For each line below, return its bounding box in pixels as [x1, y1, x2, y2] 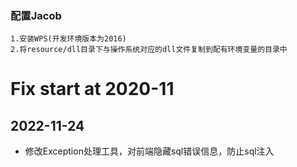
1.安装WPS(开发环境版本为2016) [10, 34, 127, 44]
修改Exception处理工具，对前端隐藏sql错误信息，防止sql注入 [24, 145, 275, 157]
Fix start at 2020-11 [10, 78, 175, 101]
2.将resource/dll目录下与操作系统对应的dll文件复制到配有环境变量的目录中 [10, 45, 288, 55]
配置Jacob [10, 8, 62, 22]
